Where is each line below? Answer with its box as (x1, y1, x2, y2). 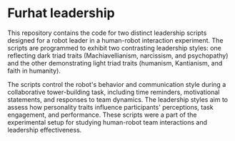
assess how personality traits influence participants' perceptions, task (7, 103, 214, 111)
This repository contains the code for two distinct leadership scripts (7, 28, 207, 37)
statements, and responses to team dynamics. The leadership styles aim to (7, 95, 229, 104)
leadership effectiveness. (7, 125, 82, 134)
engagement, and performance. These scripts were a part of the (7, 110, 197, 119)
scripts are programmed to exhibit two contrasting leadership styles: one (7, 43, 221, 52)
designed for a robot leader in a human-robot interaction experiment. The (7, 36, 224, 44)
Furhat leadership (7, 5, 116, 21)
